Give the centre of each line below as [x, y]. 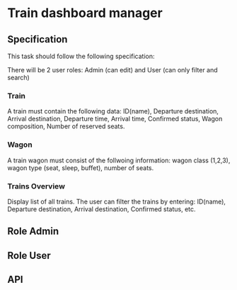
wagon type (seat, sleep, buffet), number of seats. [81, 167]
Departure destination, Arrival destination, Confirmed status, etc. [102, 209]
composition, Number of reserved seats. [66, 126]
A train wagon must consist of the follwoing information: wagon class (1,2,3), [119, 160]
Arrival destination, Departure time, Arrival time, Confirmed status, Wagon [115, 119]
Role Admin [33, 232]
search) [18, 77]
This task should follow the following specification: [81, 56]
